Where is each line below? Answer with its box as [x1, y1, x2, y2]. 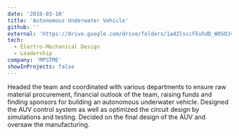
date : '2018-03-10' [7, 10, 65, 18]
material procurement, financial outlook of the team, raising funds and [7, 90, 212, 98]
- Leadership [14, 50, 53, 57]
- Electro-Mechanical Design [14, 43, 100, 50]
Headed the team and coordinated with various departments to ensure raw [7, 82, 226, 91]
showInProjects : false [7, 63, 75, 70]
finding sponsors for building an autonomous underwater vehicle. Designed [7, 97, 229, 106]
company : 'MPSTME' [7, 57, 62, 64]
